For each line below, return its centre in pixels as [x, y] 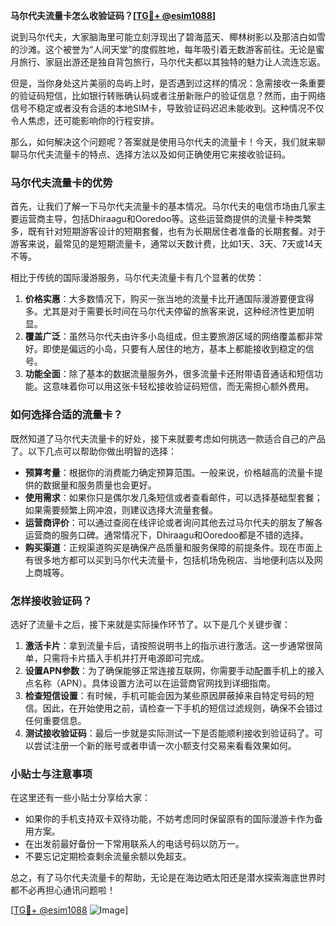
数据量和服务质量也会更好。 [99, 485]
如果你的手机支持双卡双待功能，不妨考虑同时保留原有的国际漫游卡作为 [169, 819]
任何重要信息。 [55, 720]
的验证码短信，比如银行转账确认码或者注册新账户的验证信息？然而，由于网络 [168, 95]
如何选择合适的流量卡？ [66, 415]
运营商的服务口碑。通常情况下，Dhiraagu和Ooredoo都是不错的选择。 [167, 535]
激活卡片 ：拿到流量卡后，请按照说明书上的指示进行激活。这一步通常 [165, 645]
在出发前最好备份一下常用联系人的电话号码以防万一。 [134, 844]
